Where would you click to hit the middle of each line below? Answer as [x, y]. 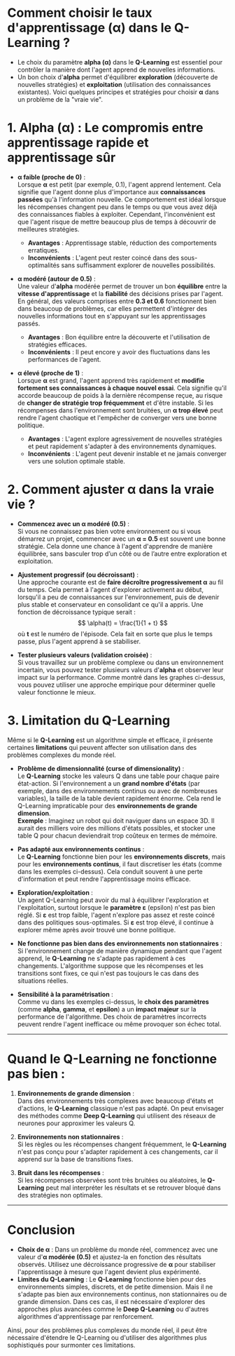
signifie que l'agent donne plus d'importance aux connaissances [112, 192]
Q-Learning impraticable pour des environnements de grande [107, 805]
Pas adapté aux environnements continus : [81, 849]
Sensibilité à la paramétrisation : [65, 994]
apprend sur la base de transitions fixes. [75, 1159]
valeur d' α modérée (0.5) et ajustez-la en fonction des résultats [109, 1256]
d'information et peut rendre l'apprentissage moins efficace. [104, 879]
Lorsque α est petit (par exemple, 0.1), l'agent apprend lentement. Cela [119, 184]
